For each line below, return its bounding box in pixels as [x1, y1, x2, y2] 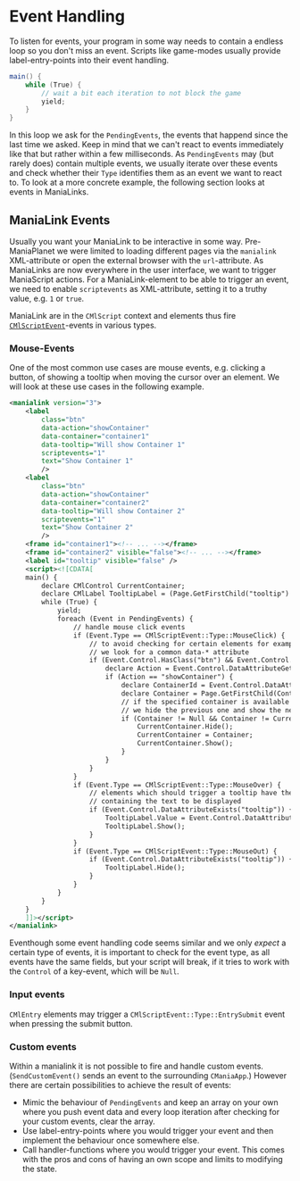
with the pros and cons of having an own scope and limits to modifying [21, 1153, 283, 1164]
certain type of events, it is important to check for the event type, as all [9, 947, 271, 958]
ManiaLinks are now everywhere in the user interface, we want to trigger [9, 265, 277, 275]
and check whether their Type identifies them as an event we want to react [9, 168, 283, 179]
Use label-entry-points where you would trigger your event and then [21, 1125, 274, 1135]
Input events [9, 988, 65, 1001]
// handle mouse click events [72, 622, 186, 631]
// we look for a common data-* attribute [88, 647, 250, 657]
